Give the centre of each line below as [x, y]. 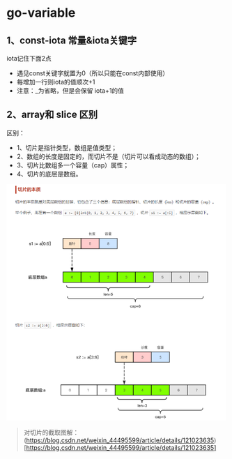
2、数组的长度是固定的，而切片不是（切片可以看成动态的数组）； [109, 156]
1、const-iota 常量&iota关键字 [72, 40]
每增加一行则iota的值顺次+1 [56, 82]
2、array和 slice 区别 [52, 115]
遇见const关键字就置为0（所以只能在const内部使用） [92, 73]
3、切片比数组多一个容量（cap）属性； [73, 165]
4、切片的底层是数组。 [49, 174]
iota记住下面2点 [29, 58]
